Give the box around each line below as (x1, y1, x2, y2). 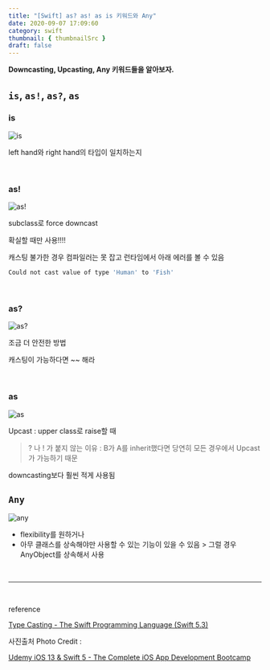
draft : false (8, 42, 52, 50)
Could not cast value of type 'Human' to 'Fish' (8, 268, 174, 277)
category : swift (8, 27, 63, 35)
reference (8, 604, 41, 615)
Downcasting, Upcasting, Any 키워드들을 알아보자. (8, 65, 174, 75)
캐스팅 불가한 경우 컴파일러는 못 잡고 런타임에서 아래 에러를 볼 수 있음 (8, 252, 225, 262)
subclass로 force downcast (8, 219, 98, 228)
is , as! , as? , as (8, 88, 80, 102)
